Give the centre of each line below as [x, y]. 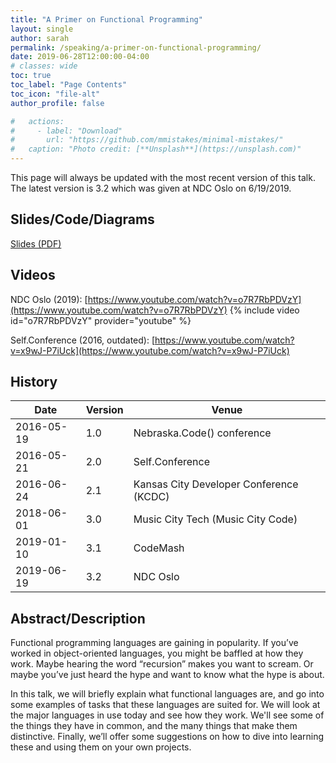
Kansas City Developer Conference [216, 484]
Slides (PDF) [36, 243]
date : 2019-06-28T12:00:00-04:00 [80, 57]
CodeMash [159, 548]
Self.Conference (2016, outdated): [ [82, 340]
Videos [33, 275]
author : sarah [40, 38]
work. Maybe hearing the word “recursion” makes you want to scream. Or [162, 664]
